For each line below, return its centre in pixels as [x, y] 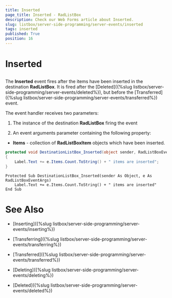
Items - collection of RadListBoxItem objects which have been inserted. [89, 143]
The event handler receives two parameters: [52, 113]
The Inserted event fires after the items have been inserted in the [74, 81]
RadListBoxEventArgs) [28, 180]
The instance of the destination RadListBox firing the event [75, 123]
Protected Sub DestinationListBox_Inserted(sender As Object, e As [79, 176]
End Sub [14, 189]
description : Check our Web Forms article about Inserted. [70, 19]
